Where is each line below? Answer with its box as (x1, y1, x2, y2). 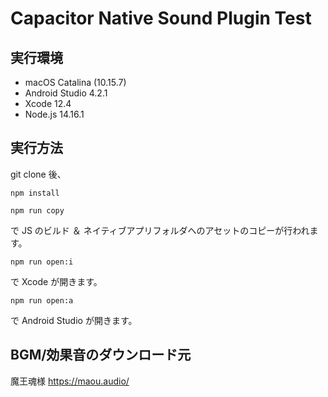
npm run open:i (10, 257, 74, 267)
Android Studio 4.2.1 (24, 87, 108, 99)
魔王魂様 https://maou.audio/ (10, 375, 130, 387)
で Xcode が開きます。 (10, 275, 103, 287)
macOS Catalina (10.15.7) (24, 77, 127, 88)
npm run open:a (10, 295, 74, 306)
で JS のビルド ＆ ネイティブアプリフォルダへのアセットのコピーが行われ (10, 224, 310, 236)
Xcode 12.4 (24, 98, 72, 109)
